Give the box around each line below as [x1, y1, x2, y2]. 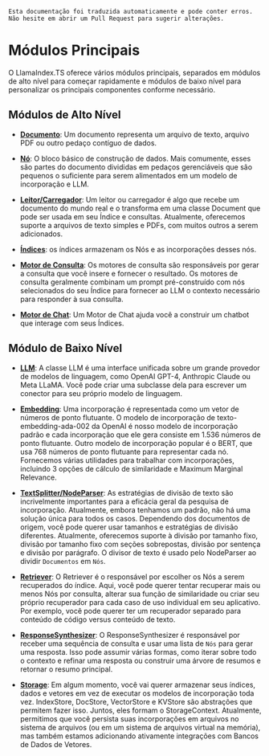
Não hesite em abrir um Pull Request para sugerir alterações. [8, 14, 225, 22]
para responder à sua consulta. [19, 294, 124, 304]
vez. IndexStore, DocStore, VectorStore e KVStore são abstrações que [19, 697, 253, 706]
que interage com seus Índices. [19, 318, 124, 328]
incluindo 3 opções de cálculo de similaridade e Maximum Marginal [19, 464, 243, 473]
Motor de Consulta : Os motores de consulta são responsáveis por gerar [19, 259, 259, 269]
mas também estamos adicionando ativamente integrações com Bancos [19, 731, 259, 741]
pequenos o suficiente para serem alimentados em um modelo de [19, 170, 238, 180]
